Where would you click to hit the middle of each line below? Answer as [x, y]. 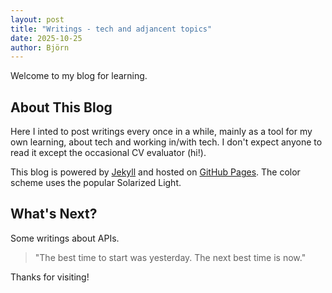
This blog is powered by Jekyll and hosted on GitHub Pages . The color [155, 172]
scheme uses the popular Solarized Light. [96, 183]
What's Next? [54, 214]
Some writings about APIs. [65, 238]
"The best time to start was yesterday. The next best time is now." [170, 257]
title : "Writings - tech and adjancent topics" [111, 29]
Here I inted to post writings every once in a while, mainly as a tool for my [161, 132]
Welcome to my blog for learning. [79, 76]
